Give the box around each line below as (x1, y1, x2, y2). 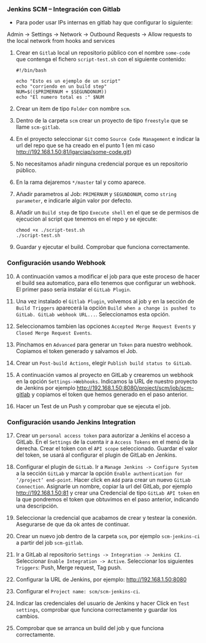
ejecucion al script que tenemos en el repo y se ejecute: (15, 215, 158, 223)
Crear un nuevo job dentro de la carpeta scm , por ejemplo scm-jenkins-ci (15, 532, 200, 539)
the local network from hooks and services (7, 37, 115, 45)
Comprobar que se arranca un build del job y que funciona (15, 624, 164, 631)
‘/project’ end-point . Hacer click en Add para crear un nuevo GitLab (15, 476, 191, 483)
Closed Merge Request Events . (15, 329, 93, 336)
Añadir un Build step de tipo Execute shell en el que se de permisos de (15, 209, 199, 216)
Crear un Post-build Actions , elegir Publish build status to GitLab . (15, 359, 192, 367)
